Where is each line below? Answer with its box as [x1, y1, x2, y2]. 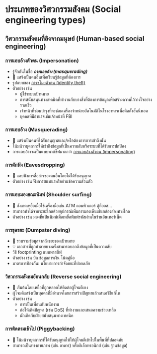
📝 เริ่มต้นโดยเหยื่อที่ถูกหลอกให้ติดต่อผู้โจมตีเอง [12, 285, 88, 291]
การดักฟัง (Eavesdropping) [5, 161, 66, 168]
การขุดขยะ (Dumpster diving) [5, 226, 71, 233]
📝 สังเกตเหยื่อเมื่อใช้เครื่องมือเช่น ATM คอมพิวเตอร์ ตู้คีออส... [12, 202, 112, 208]
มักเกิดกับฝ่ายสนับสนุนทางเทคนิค [19, 313, 74, 319]
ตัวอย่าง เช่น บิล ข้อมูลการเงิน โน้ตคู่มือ [12, 255, 75, 261]
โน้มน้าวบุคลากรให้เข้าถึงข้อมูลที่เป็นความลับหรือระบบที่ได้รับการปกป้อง [12, 143, 126, 149]
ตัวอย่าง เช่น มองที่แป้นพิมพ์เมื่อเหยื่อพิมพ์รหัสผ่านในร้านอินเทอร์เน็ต [12, 214, 122, 220]
